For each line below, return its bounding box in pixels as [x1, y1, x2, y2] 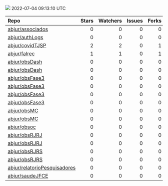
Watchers [98, 18, 122, 24]
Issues [126, 18, 143, 24]
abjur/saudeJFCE [7, 172, 48, 179]
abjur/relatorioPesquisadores [7, 164, 76, 171]
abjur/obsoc [7, 123, 36, 130]
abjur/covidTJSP [7, 42, 46, 49]
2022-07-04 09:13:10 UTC [11, 6, 66, 11]
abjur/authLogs [7, 34, 43, 41]
